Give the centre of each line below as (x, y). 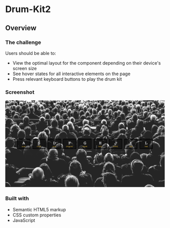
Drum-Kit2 (28, 9)
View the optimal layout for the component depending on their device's (87, 63)
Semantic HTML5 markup (39, 209)
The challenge (23, 42)
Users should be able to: (31, 53)
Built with (17, 199)
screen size (25, 68)
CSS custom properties (37, 215)
